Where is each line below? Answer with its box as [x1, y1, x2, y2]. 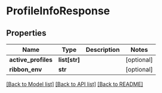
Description [85, 46, 120, 54]
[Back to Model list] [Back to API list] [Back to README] [6, 80, 143, 88]
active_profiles [9, 55, 53, 64]
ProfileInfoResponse [6, 4, 111, 18]
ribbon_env [9, 66, 42, 73]
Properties [6, 28, 47, 38]
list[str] [58, 55, 80, 64]
